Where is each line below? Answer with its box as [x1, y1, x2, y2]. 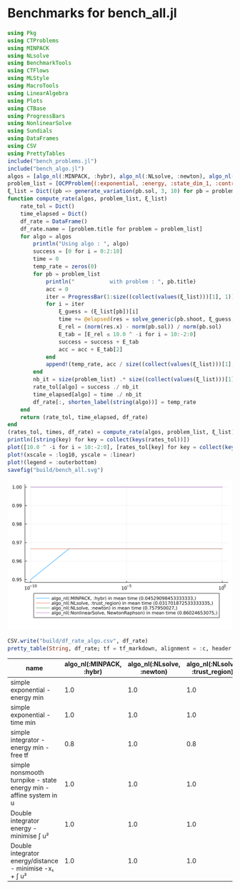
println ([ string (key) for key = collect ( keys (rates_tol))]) [7, 436, 191, 443]
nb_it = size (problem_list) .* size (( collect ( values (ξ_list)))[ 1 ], [33, 376, 238, 383]
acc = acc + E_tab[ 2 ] [58, 346, 123, 353]
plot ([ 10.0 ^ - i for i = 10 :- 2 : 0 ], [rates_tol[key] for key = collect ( [7, 444, 226, 451]
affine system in [10, 791, 58, 800]
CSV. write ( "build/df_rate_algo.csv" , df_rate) [7, 638, 149, 645]
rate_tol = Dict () [20, 203, 75, 210]
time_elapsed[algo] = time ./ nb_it [33, 391, 142, 398]
